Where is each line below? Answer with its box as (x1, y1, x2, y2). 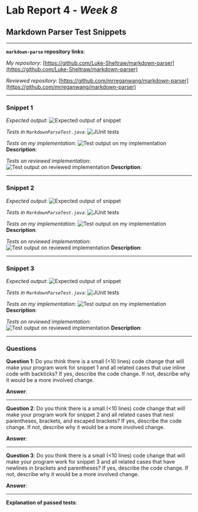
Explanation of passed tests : (6, 499, 78, 506)
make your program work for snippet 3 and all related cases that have (6, 458, 176, 466)
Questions (6, 344, 37, 353)
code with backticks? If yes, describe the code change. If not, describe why (6, 370, 190, 377)
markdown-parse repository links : (6, 48, 85, 55)
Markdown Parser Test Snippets (6, 27, 127, 37)
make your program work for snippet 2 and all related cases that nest (6, 411, 174, 418)
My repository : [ (6, 59, 45, 67)
